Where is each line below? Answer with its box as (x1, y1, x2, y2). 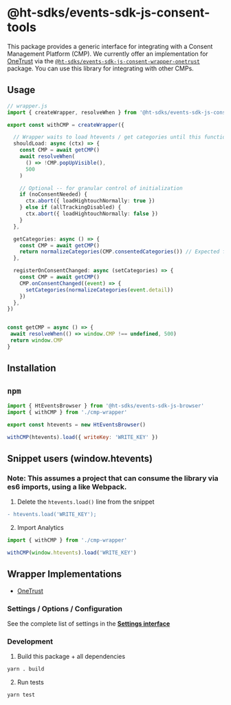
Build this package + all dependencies (16, 653, 126, 661)
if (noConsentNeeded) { (19, 191, 88, 198)
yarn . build (7, 666, 45, 673)
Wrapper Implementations (7, 569, 122, 580)
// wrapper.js (7, 102, 48, 110)
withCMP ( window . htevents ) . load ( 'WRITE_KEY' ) (7, 549, 137, 556)
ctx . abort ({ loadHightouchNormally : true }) (25, 198, 155, 205)
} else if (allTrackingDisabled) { (19, 204, 122, 211)
